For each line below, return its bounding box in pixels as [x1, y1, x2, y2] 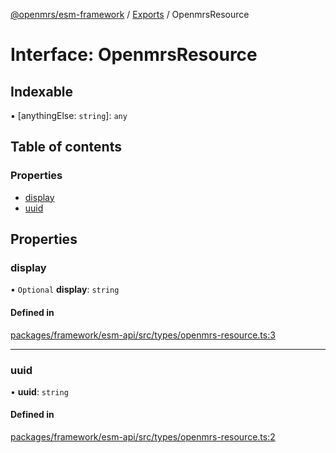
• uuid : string [10, 385, 69, 398]
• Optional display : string [10, 284, 120, 296]
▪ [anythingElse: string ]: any [10, 110, 128, 121]
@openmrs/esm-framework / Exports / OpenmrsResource [10, 9, 250, 20]
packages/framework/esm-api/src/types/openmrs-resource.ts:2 [10, 431, 276, 443]
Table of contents [10, 139, 122, 156]
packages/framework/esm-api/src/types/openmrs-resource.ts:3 [10, 329, 276, 341]
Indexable [10, 83, 74, 100]
